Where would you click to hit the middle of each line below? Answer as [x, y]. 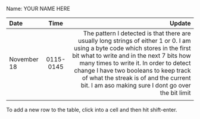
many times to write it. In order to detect [135, 63]
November [24, 59]
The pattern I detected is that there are [137, 33]
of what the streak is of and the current [136, 78]
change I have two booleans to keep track [132, 71]
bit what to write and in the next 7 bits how [132, 56]
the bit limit [175, 93]
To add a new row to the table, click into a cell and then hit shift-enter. [92, 110]
